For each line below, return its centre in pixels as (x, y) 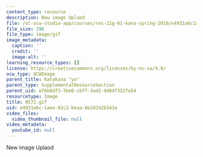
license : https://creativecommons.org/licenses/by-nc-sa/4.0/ (86, 68)
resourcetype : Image (32, 96)
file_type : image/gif (34, 35)
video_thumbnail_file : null (47, 119)
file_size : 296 (25, 29)
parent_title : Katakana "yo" (43, 79)
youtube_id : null (34, 130)
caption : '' (27, 46)
